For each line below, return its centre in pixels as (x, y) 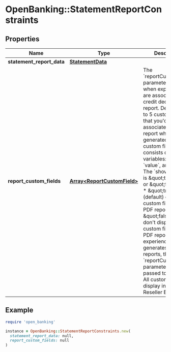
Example (19, 310)
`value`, (152, 165)
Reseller (153, 292)
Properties (22, 39)
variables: (155, 159)
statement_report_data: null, (42, 336)
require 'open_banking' (31, 322)
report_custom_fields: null (40, 341)
